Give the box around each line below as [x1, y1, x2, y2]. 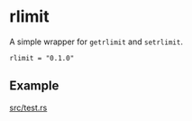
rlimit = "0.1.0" [9, 53, 75, 62]
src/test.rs [9, 102, 48, 113]
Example [9, 79, 59, 94]
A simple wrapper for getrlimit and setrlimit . [9, 36, 183, 47]
